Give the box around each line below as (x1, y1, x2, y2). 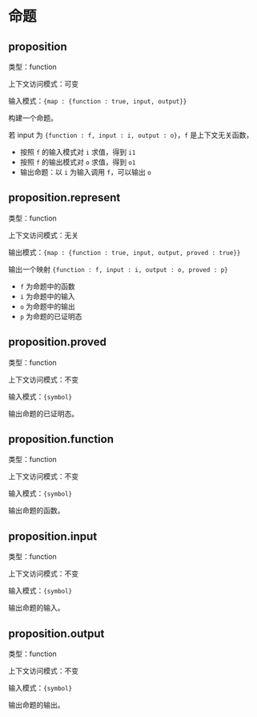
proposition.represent (8, 191, 121, 205)
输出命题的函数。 (8, 506, 65, 516)
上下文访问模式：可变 (8, 79, 78, 88)
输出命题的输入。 (8, 603, 65, 613)
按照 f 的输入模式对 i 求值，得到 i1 (19, 148, 136, 156)
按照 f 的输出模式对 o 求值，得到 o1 (19, 157, 136, 167)
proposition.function (8, 432, 114, 446)
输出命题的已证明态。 (8, 408, 78, 418)
